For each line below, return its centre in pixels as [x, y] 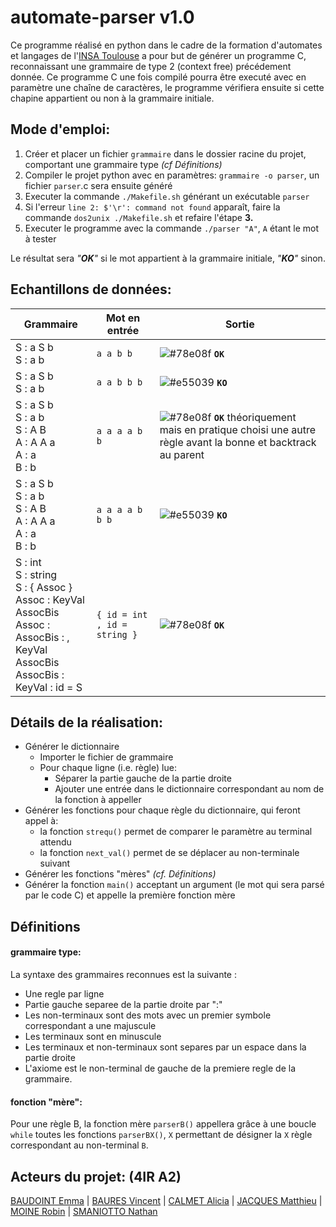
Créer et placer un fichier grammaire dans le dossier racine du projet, [165, 153]
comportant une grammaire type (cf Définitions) [123, 164]
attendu [55, 842]
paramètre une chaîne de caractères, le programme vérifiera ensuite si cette [167, 87]
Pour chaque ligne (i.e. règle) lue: [108, 768]
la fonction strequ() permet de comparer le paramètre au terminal [176, 832]
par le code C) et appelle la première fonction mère [130, 895]
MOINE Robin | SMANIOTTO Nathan [84, 1211]
